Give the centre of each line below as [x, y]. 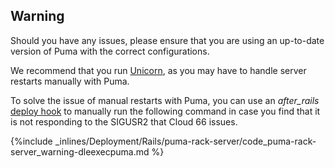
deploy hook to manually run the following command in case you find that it [165, 111]
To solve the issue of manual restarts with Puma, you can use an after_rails [165, 100]
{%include [31, 141]
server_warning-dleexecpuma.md [80, 151]
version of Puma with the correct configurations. [110, 51]
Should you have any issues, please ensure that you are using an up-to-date [167, 40]
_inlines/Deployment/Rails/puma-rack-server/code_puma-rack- [185, 141]
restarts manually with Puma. [70, 81]
